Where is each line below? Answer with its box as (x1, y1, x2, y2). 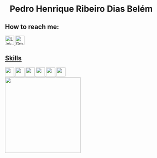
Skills (5, 54, 22, 62)
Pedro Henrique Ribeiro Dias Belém (9, 3, 153, 14)
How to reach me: (5, 23, 59, 31)
